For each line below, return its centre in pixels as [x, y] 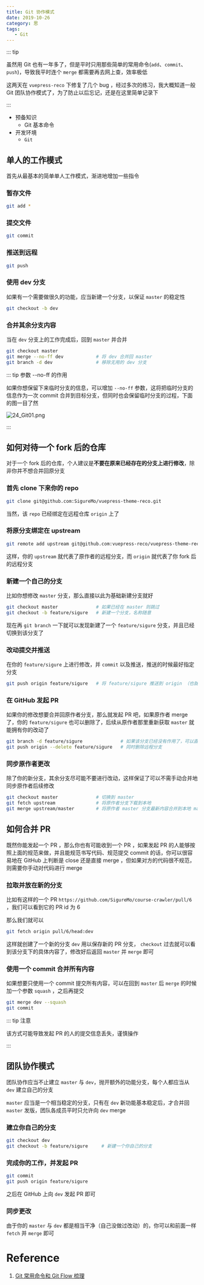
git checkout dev [28, 1141]
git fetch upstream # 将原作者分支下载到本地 [79, 803]
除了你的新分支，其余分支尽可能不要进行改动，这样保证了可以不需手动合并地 [102, 778]
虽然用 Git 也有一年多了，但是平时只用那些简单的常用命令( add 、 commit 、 [96, 65]
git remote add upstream [38, 544]
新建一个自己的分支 [34, 581]
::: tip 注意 [19, 1020]
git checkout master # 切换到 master [70, 797]
